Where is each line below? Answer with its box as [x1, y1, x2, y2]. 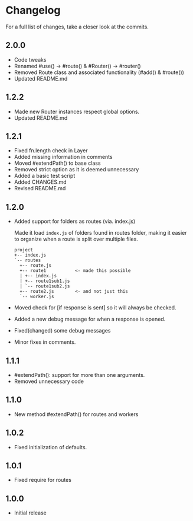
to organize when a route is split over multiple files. [14, 235, 138, 243]
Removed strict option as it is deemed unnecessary [14, 166, 139, 173]
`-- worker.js [19, 294, 54, 300]
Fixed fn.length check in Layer [14, 147, 88, 154]
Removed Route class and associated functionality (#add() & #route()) [14, 69, 184, 76]
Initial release [14, 509, 47, 516]
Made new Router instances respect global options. [14, 108, 140, 115]
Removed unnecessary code [14, 378, 84, 385]
